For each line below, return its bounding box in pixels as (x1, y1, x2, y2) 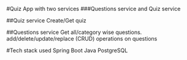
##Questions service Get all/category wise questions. (6, 28, 142, 36)
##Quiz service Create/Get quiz (6, 17, 87, 24)
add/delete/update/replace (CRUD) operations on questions (6, 35, 158, 42)
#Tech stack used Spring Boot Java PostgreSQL (6, 47, 128, 54)
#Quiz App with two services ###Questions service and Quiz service (6, 5, 181, 12)
